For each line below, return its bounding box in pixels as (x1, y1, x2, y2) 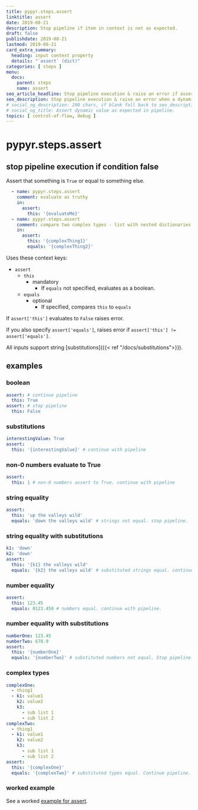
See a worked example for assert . (6, 797, 88, 804)
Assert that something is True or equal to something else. (6, 178, 145, 185)
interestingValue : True (6, 436, 65, 442)
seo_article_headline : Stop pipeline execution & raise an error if (6, 91, 178, 97)
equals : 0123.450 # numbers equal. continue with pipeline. (11, 605, 162, 611)
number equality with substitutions (6, 619, 109, 628)
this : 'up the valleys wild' (11, 513, 83, 519)
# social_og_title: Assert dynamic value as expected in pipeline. (6, 107, 176, 113)
